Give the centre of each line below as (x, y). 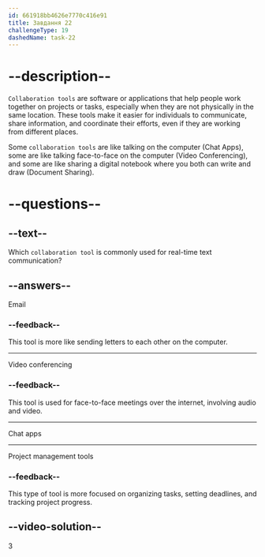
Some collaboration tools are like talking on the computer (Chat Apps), (126, 148)
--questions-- (54, 204)
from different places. (43, 132)
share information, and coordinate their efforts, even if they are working (124, 124)
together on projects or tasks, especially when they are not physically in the (131, 107)
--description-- (60, 77)
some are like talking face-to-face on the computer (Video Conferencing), (128, 155)
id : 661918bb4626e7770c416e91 (58, 15)
